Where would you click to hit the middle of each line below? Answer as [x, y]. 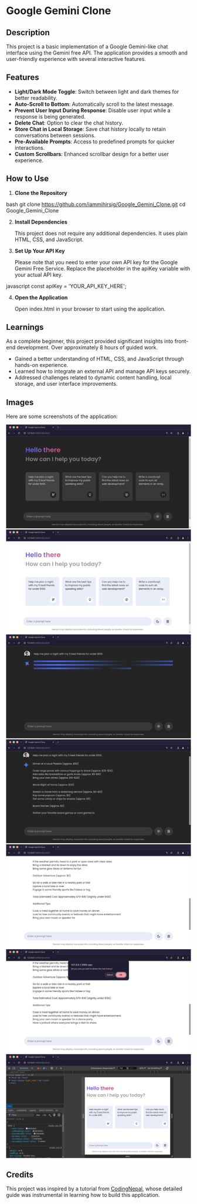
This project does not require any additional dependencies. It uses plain [101, 233]
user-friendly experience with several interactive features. [76, 59]
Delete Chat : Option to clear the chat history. [69, 123]
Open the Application [41, 297]
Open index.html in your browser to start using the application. [90, 309]
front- [181, 341]
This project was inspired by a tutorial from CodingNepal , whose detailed [94, 1189]
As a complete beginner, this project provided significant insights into [90, 341]
